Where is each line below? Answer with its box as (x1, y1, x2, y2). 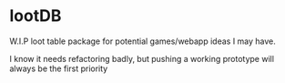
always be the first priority (9, 63, 108, 74)
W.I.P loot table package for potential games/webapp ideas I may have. (9, 36, 276, 47)
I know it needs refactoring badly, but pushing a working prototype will (9, 53, 275, 64)
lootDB (9, 5, 62, 26)
